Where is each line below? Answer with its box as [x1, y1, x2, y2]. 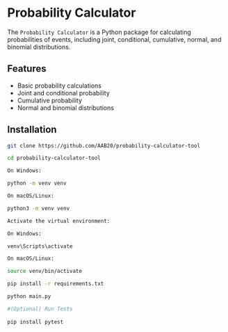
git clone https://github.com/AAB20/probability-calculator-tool [7, 142, 200, 149]
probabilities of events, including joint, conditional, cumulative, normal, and [7, 35, 222, 43]
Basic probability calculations [17, 81, 102, 90]
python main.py [7, 293, 51, 300]
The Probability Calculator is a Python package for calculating [7, 28, 191, 36]
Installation [7, 124, 57, 136]
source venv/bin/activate [7, 268, 82, 275]
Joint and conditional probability [17, 88, 110, 97]
